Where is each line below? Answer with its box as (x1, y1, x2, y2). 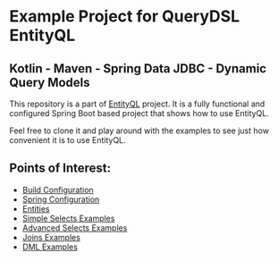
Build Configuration (21, 184, 94, 195)
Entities (21, 203, 50, 214)
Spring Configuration (21, 194, 100, 205)
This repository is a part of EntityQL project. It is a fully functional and (9, 98, 265, 109)
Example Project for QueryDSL (9, 6, 240, 27)
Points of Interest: (9, 161, 112, 176)
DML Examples (21, 241, 79, 252)
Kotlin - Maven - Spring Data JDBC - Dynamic (9, 61, 266, 76)
